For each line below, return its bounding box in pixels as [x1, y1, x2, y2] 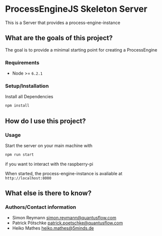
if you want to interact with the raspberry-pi [5, 161, 93, 167]
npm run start [5, 152, 34, 157]
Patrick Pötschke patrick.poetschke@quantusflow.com [12, 220, 123, 226]
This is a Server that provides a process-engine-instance [5, 20, 120, 26]
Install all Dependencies [5, 94, 54, 100]
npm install [5, 103, 29, 108]
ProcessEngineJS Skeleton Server [5, 3, 148, 15]
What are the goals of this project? [5, 34, 113, 42]
